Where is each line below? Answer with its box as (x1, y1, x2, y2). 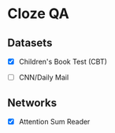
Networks (7, 96, 57, 109)
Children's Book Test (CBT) (18, 57, 108, 66)
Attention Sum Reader (18, 116, 91, 126)
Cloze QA (7, 5, 70, 23)
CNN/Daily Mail (18, 72, 69, 83)
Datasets (7, 36, 53, 50)
